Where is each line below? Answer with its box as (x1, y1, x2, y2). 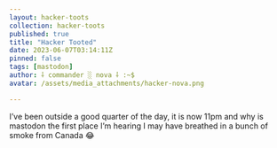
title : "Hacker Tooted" (9, 37, 98, 47)
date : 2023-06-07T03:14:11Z (9, 46, 114, 55)
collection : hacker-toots (9, 21, 105, 30)
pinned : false (9, 54, 62, 63)
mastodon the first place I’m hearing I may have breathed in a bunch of (9, 121, 269, 131)
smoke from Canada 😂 (9, 129, 95, 140)
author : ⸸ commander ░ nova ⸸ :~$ (9, 71, 135, 80)
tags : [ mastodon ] (9, 63, 74, 72)
